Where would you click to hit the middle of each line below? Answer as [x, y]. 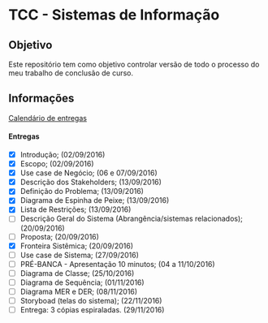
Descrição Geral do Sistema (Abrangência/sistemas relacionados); [132, 219]
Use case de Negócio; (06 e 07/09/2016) [89, 173]
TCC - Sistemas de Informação [114, 15]
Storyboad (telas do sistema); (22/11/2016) [91, 300]
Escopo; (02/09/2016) [57, 164]
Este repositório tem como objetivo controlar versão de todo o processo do [134, 64]
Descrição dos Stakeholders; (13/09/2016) [91, 182]
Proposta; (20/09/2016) [60, 236]
